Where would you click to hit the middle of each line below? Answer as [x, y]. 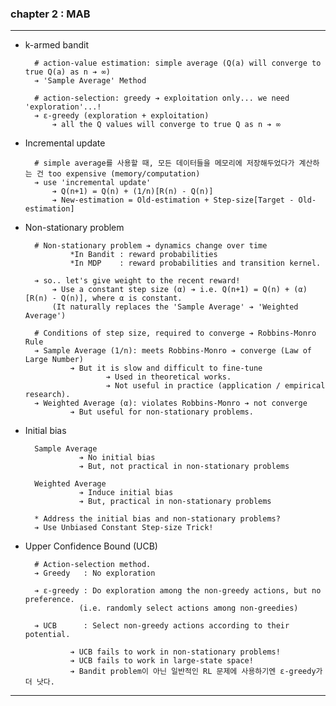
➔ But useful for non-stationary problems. [161, 412]
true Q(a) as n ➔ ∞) [67, 72]
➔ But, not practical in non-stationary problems [184, 467]
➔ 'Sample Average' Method [90, 81]
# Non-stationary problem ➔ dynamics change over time [151, 246]
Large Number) [54, 360]
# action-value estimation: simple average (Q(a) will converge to [178, 63]
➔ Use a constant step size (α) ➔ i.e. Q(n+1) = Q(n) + [170, 290]
